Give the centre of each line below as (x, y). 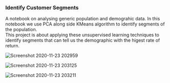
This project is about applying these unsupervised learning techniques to (82, 35)
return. (12, 46)
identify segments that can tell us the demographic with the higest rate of (83, 40)
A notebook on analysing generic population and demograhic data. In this (83, 19)
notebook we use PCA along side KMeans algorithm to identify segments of (85, 24)
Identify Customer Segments (42, 8)
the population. (21, 30)
